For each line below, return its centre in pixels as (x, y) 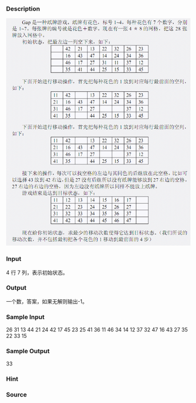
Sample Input (25, 317)
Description (23, 9)
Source (17, 395)
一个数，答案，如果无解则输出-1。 (47, 301)
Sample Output (28, 351)
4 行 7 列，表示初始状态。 (37, 272)
